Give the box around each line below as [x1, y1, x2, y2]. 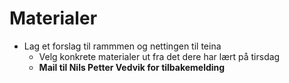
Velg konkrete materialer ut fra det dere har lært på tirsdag [38, 50, 281, 62]
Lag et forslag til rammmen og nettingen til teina [23, 40, 222, 52]
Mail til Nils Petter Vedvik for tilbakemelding [38, 61, 226, 73]
